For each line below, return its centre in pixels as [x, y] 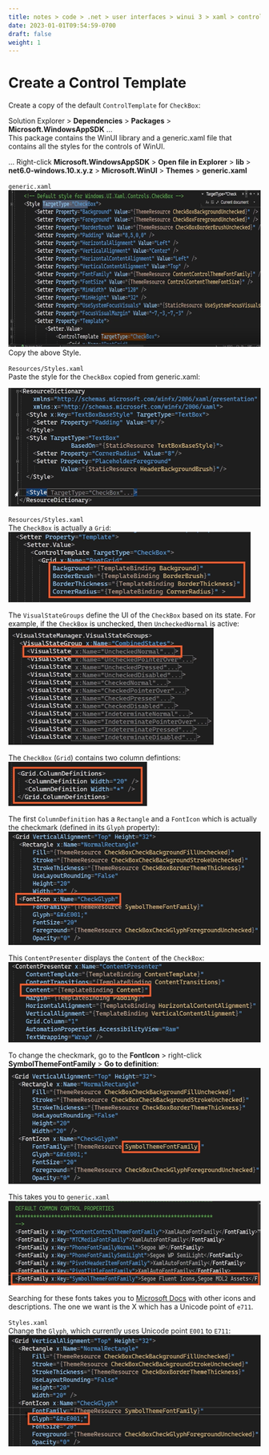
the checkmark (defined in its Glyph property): [84, 827]
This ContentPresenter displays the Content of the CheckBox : [106, 958]
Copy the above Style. [45, 353]
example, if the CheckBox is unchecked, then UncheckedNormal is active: [124, 624]
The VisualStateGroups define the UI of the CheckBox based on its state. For [132, 615]
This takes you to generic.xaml [59, 1196]
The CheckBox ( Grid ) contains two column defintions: [95, 757]
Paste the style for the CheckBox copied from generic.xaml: [104, 377]
